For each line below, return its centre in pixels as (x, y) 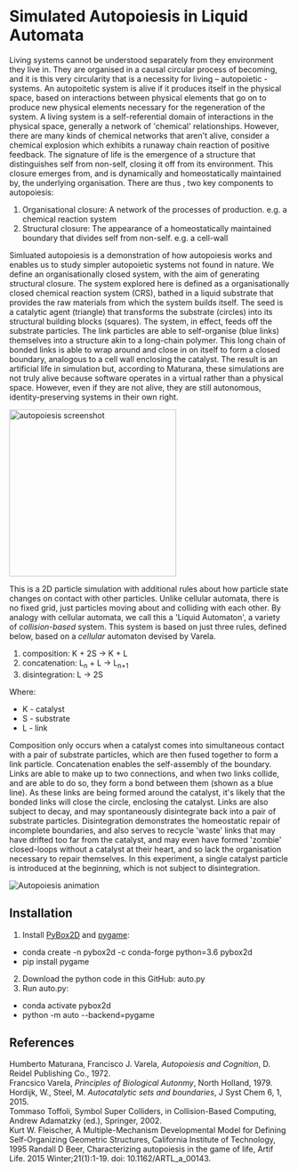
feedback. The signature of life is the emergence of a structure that (133, 154)
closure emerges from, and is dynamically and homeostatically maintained (145, 173)
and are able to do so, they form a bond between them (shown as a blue (141, 783)
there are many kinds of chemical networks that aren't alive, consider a (139, 135)
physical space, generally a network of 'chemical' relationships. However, (144, 125)
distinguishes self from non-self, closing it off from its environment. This (141, 164)
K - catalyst (43, 708)
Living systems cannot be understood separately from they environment (141, 60)
